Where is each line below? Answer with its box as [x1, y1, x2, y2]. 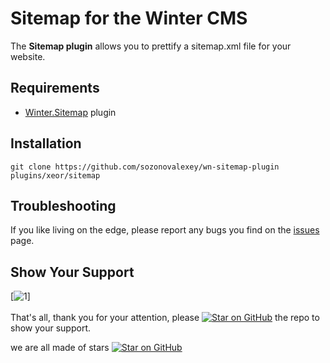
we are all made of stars [10, 342, 110, 354]
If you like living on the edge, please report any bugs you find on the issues [10, 224, 320, 236]
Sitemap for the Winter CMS [10, 7, 248, 30]
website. [10, 50, 46, 62]
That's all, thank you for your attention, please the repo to [10, 312, 320, 324]
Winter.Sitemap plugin [24, 106, 117, 118]
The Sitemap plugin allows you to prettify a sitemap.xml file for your [10, 40, 292, 52]
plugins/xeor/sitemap [10, 170, 101, 181]
